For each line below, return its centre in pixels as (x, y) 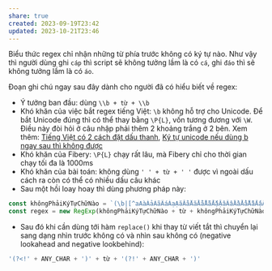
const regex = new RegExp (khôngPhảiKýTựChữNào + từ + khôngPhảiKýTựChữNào (137, 212)
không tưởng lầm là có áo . (51, 71)
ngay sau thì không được (62, 146)
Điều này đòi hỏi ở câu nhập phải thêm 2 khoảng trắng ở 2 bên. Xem (134, 129)
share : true (28, 16)
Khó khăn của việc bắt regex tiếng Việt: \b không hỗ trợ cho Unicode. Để (141, 111)
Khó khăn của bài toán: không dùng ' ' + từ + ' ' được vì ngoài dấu (136, 172)
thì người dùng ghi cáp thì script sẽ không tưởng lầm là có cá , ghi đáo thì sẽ (132, 62)
